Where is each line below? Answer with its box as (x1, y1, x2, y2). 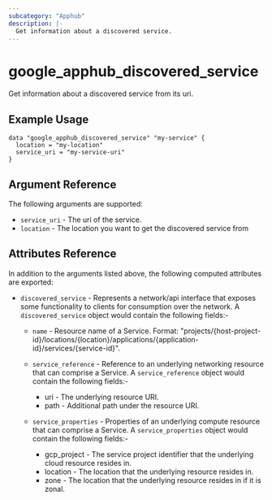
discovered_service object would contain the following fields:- (19, 310, 229, 320)
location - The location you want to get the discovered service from (19, 223, 249, 233)
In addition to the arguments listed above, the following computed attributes (8, 268, 262, 278)
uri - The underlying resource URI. (44, 392, 160, 402)
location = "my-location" (15, 141, 104, 150)
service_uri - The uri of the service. (19, 215, 142, 224)
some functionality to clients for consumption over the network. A (19, 302, 240, 311)
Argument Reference (8, 177, 117, 191)
